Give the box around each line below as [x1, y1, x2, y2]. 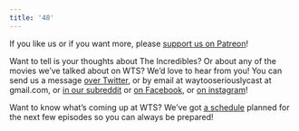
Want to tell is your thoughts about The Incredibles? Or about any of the [9, 55, 276, 66]
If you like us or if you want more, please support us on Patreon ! [9, 38, 249, 49]
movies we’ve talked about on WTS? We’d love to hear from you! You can [9, 65, 283, 76]
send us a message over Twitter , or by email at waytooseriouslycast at [9, 74, 272, 86]
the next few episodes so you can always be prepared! [9, 111, 215, 122]
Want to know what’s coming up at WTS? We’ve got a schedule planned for [9, 101, 290, 113]
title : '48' [9, 13, 54, 23]
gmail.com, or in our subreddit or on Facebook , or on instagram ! [9, 84, 248, 95]
